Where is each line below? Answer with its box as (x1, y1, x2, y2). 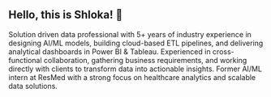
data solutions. (8, 81, 58, 91)
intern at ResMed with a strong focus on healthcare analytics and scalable (8, 72, 256, 82)
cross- (212, 46, 235, 57)
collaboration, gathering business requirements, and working (43, 55, 247, 65)
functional (8, 55, 42, 65)
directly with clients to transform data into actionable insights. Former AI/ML (8, 64, 262, 74)
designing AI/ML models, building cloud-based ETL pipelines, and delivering (8, 38, 264, 48)
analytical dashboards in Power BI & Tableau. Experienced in (8, 46, 211, 57)
